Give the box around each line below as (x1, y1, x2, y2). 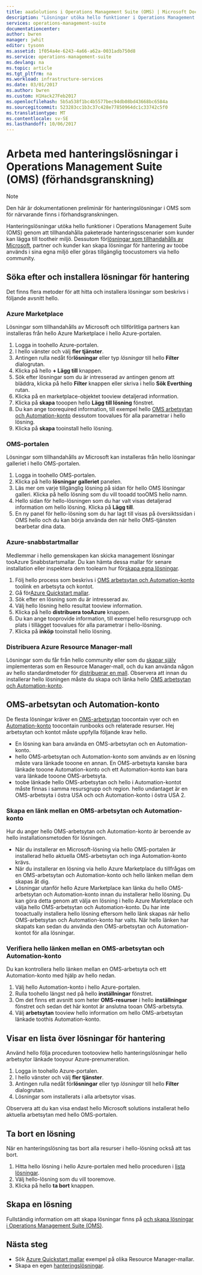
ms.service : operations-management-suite (6, 54, 112, 60)
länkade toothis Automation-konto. (14, 1015, 101, 1023)
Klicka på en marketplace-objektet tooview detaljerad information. (14, 393, 179, 400)
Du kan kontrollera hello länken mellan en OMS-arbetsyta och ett (6, 965, 167, 973)
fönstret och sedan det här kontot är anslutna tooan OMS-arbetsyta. (14, 1003, 184, 1010)
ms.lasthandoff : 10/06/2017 (6, 121, 77, 127)
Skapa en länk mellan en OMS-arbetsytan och (6, 807, 143, 815)
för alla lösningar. (32, 929, 75, 936)
